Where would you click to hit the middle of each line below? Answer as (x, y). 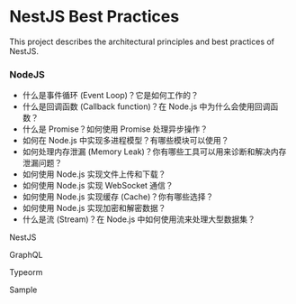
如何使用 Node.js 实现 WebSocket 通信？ (98, 186)
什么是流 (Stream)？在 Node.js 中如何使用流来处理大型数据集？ (139, 219)
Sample (23, 290)
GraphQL (26, 255)
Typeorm (26, 272)
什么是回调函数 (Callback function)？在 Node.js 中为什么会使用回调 (146, 106)
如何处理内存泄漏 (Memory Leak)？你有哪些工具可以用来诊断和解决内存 (154, 152)
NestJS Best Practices (94, 17)
